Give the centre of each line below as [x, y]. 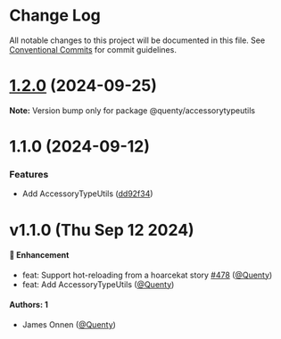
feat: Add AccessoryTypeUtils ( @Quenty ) [98, 284]
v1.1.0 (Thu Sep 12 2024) [102, 230]
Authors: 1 [29, 305]
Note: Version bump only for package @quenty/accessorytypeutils [132, 110]
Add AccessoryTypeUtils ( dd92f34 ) [87, 194]
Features [29, 174]
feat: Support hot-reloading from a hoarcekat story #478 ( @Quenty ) [147, 275]
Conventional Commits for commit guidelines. [93, 49]
